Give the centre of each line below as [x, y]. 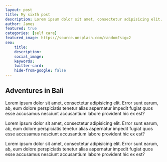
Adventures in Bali [34, 91]
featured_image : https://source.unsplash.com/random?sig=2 [68, 38]
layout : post [19, 10]
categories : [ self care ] [31, 33]
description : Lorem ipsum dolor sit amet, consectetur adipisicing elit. [84, 19]
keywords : [25, 61]
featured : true [21, 29]
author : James [20, 24]
